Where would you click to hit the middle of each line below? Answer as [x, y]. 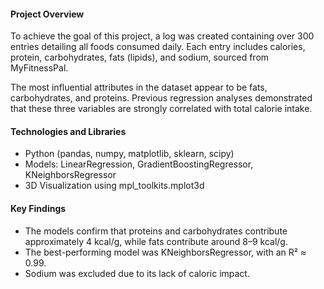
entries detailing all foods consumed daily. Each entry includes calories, [158, 47]
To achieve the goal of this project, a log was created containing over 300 [162, 36]
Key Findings [38, 208]
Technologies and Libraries [68, 131]
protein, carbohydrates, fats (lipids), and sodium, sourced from [140, 57]
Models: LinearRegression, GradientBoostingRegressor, [139, 164]
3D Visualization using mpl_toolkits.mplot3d [114, 186]
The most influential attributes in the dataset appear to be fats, [139, 87]
